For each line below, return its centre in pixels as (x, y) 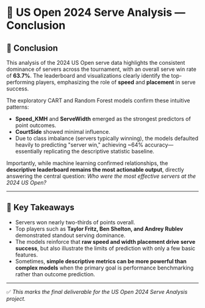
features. (27, 255)
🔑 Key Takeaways (41, 207)
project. (16, 298)
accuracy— (159, 145)
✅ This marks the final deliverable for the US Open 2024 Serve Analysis (97, 291)
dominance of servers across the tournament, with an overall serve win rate (101, 69)
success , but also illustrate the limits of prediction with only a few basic (105, 248)
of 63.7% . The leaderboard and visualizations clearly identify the (88, 75)
